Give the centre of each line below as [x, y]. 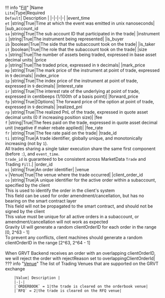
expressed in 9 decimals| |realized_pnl [44, 107]
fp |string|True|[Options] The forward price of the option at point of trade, [80, 102]
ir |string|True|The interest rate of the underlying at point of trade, [72, 91]
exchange [15, 269]
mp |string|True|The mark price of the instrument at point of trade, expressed [82, 70]
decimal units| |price [26, 60]
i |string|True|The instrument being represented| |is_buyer [65, 39]
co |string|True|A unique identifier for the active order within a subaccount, [81, 180]
